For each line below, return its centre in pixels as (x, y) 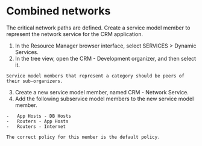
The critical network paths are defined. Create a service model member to (98, 28)
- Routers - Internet (36, 126)
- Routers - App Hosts (37, 121)
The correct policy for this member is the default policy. (84, 137)
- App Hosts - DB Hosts (39, 116)
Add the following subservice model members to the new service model (104, 99)
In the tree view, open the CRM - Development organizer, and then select (106, 58)
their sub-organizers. (35, 81)
